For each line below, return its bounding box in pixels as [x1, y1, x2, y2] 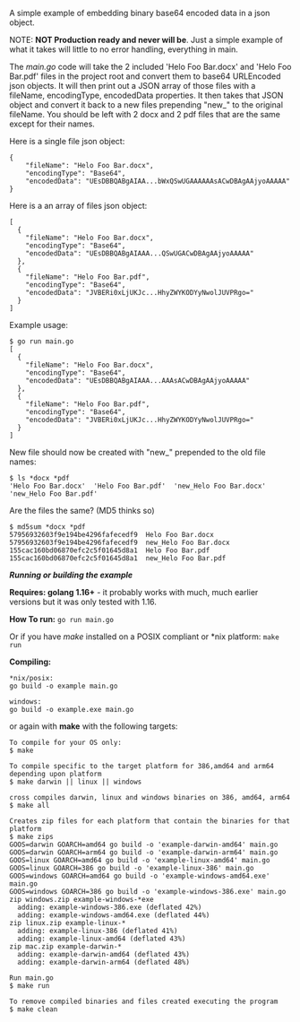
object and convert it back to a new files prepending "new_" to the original [9, 100, 284, 110]
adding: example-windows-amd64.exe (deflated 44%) [17, 911, 210, 920]
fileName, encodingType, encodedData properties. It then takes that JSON [9, 90, 284, 100]
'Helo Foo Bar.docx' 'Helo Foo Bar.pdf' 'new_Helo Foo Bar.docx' [9, 481, 267, 490]
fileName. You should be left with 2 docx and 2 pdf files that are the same [9, 109, 280, 119]
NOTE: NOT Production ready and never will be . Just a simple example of [9, 35, 284, 45]
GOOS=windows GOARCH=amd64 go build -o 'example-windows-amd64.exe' [9, 871, 270, 880]
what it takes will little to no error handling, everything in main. [9, 44, 239, 55]
